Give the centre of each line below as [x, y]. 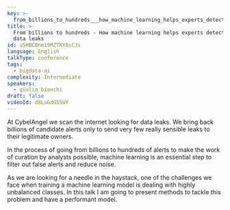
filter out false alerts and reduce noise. [62, 164]
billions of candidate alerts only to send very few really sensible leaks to [108, 129]
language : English [33, 52]
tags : [15, 64]
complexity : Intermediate [44, 77]
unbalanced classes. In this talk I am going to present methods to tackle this [114, 192]
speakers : [21, 83]
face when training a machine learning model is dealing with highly [101, 185]
